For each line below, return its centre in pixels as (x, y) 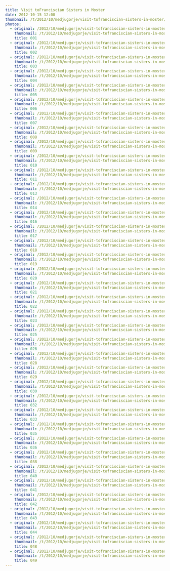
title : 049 (26, 561)
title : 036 (26, 448)
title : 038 (26, 462)
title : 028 (26, 363)
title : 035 (26, 433)
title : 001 (26, 38)
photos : (13, 24)
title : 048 (26, 546)
